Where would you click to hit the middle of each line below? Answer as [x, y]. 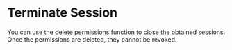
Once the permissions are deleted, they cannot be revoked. [92, 39]
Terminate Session [63, 13]
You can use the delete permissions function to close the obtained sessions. [116, 32]
